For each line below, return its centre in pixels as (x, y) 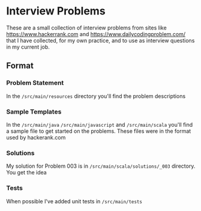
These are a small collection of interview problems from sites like (86, 28)
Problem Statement (35, 83)
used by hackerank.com (36, 137)
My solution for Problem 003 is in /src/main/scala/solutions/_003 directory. (101, 166)
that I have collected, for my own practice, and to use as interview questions (100, 40)
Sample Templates (34, 111)
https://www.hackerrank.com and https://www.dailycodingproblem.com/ (96, 34)
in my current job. (28, 47)
